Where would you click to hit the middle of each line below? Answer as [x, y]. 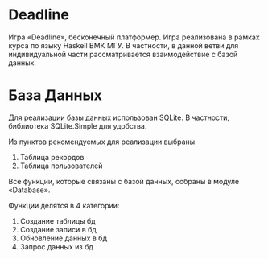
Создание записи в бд [58, 229]
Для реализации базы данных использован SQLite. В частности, [119, 117]
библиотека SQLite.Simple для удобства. [78, 125]
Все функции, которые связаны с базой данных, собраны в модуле [124, 181]
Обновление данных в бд [63, 238]
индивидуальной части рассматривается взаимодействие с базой [123, 54]
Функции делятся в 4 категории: [64, 205]
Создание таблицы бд [58, 221]
